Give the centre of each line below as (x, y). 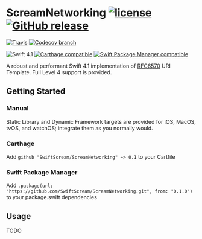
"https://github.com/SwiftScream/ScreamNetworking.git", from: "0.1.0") (99, 191)
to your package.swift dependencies (52, 197)
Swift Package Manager (42, 172)
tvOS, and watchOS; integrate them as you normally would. (80, 128)
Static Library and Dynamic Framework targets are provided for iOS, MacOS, (101, 121)
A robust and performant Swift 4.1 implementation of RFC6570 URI (88, 66)
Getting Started (36, 91)
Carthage (21, 144)
